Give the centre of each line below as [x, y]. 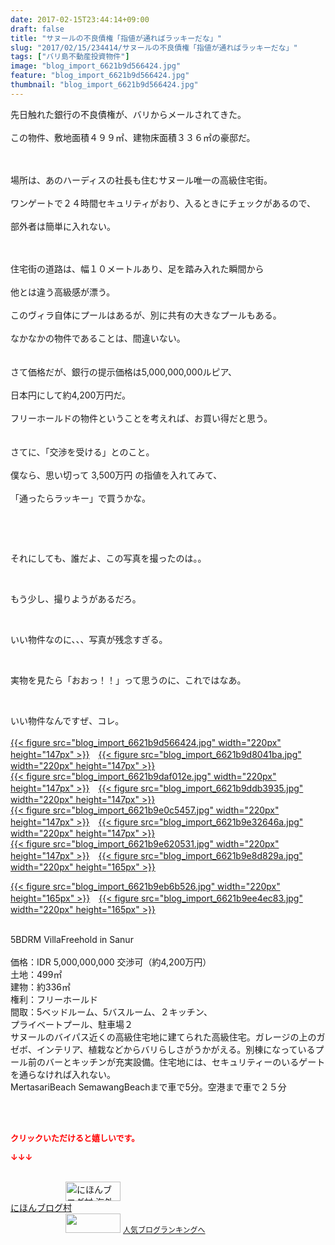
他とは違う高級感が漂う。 [63, 292]
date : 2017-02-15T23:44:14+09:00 [80, 19]
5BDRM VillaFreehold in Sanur [72, 939]
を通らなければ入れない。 [63, 1074]
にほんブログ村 [41, 1207]
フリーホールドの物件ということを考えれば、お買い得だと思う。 [141, 418]
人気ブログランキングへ [164, 1229]
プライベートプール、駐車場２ [71, 1024]
